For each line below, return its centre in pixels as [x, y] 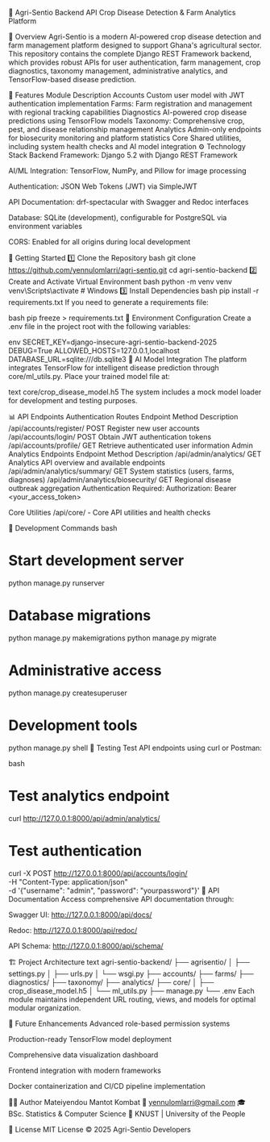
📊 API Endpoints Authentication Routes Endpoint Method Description [123, 417]
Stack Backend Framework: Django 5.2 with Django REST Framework [123, 155]
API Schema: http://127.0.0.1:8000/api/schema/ [86, 946]
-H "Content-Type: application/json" [68, 882]
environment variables [46, 226]
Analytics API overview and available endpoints [87, 463]
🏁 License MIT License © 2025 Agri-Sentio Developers [100, 1129]
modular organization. [45, 1007]
